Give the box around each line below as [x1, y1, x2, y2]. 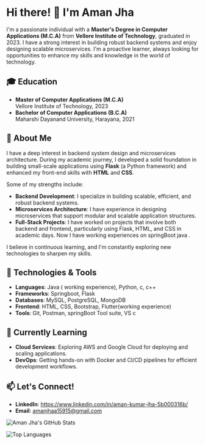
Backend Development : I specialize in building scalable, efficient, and [15, 192, 191, 200]
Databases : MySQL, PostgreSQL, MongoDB [15, 296, 126, 304]
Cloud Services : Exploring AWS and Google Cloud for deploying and [15, 343, 188, 351]
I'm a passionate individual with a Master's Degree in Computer [6, 26, 168, 33]
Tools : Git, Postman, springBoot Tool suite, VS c [15, 310, 136, 317]
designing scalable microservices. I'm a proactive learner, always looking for [6, 45, 199, 53]
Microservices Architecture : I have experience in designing [15, 205, 167, 213]
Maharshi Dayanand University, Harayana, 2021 [15, 115, 135, 123]
